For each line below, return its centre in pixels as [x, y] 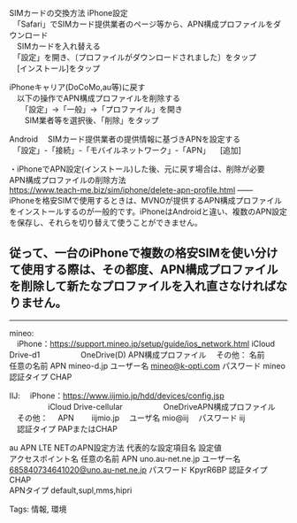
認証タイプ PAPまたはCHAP [67, 428]
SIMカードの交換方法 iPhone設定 [69, 13]
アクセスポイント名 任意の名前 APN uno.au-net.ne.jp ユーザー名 [125, 458]
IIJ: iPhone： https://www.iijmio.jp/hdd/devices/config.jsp [117, 396]
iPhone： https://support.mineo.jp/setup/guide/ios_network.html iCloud [146, 343]
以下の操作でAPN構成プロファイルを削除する [99, 98]
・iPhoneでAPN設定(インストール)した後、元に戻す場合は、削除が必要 [137, 169]
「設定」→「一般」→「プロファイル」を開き [103, 109]
